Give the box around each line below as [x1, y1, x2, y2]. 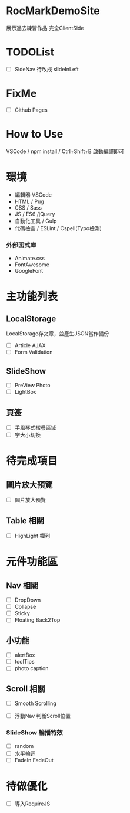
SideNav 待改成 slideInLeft [14, 66, 79, 73]
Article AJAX [14, 342, 46, 349]
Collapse [14, 603, 36, 610]
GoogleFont [14, 267, 44, 275]
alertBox [14, 651, 35, 659]
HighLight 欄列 [14, 532, 51, 539]
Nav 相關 [6, 580, 39, 590]
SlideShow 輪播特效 [6, 729, 63, 737]
